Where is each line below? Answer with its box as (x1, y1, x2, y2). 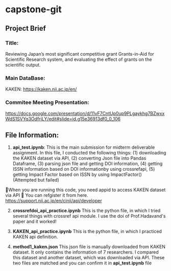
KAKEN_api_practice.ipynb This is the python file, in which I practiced (12, 229, 162, 235)
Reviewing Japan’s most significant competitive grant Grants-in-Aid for (5, 51, 155, 57)
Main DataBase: (5, 74, 45, 81)
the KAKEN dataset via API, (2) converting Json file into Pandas (12, 155, 146, 162)
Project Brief (5, 24, 46, 33)
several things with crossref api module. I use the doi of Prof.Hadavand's (12, 213, 166, 219)
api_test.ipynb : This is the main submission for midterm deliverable (12, 144, 155, 150)
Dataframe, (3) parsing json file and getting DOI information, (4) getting (12, 161, 163, 167)
